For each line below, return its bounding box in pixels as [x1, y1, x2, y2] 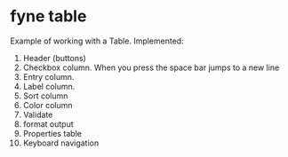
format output [22, 118, 74, 130]
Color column [22, 99, 74, 110]
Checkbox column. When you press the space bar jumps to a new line [22, 62, 280, 73]
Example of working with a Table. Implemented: [10, 35, 185, 46]
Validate [22, 109, 53, 120]
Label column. [22, 81, 76, 91]
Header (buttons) [22, 52, 87, 63]
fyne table [10, 6, 87, 27]
